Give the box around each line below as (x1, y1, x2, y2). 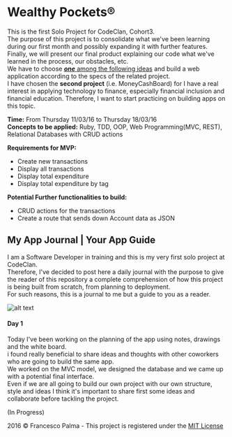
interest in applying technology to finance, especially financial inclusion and (7, 87, 225, 95)
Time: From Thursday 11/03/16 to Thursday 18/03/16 (7, 115, 157, 123)
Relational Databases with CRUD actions (7, 130, 123, 138)
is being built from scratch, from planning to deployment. (7, 282, 171, 291)
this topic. (7, 101, 36, 110)
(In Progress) (7, 408, 45, 416)
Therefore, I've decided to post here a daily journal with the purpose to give (7, 267, 224, 276)
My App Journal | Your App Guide (7, 234, 156, 246)
